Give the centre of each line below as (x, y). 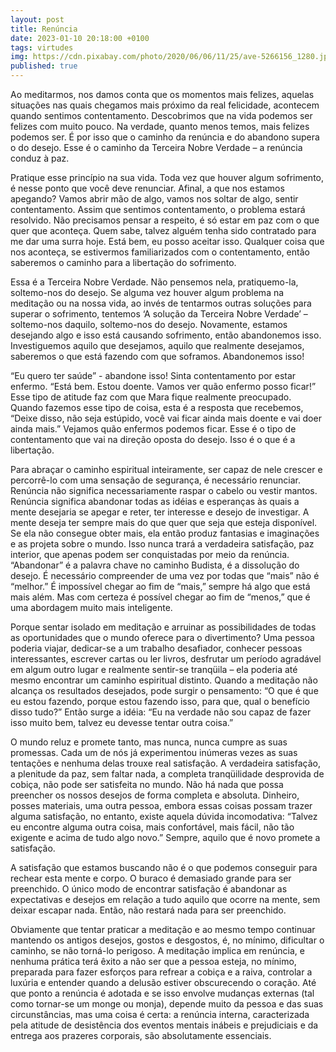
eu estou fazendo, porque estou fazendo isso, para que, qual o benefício (160, 701)
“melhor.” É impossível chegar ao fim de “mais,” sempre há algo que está (160, 586)
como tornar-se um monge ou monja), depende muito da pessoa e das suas (167, 1004)
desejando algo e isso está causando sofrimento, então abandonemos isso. (166, 335)
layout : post (37, 19)
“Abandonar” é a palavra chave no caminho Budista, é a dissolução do (155, 565)
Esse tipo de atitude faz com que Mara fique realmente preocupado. (151, 397)
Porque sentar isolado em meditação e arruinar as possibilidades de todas (163, 627)
